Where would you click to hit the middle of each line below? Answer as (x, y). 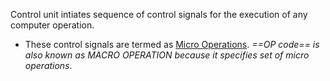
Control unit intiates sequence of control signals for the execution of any (159, 14)
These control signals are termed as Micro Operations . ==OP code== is (172, 44)
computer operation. (52, 25)
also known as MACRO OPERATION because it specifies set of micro (167, 55)
